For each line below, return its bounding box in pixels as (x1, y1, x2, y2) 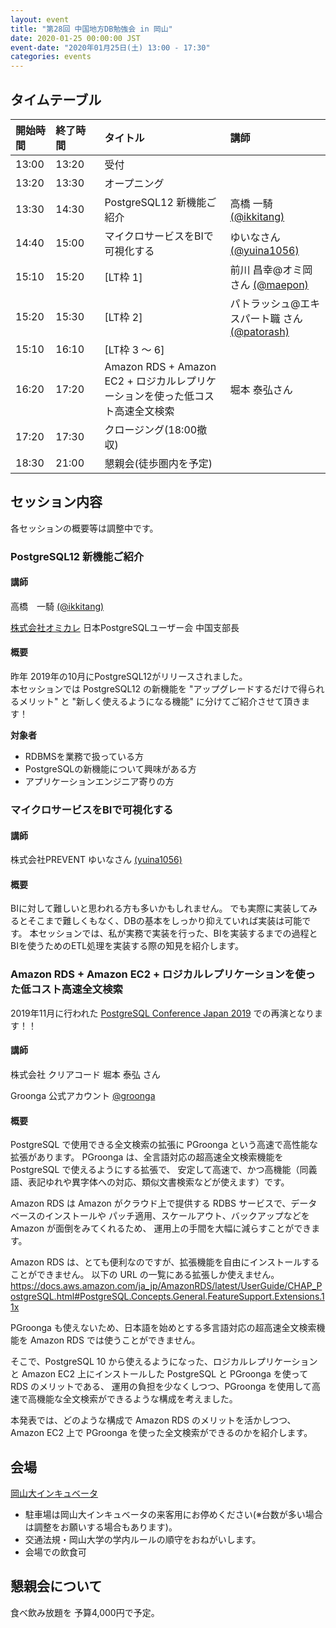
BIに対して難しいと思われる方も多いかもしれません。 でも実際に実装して (10, 902, 309, 915)
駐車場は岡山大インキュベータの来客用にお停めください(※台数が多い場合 (24, 1508, 323, 1520)
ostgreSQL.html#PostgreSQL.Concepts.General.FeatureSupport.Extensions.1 (10, 1291, 325, 1303)
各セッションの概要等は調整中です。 (10, 522, 159, 534)
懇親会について (10, 1578, 103, 1595)
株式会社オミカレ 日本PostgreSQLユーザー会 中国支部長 (10, 621, 240, 633)
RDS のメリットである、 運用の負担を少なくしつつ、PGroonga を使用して (10, 1381, 312, 1393)
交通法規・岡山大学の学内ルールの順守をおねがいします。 (24, 1533, 262, 1545)
